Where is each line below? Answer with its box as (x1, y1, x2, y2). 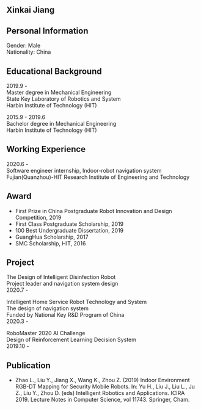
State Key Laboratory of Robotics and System (6, 95, 121, 103)
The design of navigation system (6, 305, 89, 312)
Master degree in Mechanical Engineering (6, 89, 112, 96)
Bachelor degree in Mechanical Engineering (6, 120, 117, 128)
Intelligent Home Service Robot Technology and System (6, 299, 147, 306)
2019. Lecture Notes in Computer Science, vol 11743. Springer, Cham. (15, 396, 190, 404)
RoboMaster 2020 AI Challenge (6, 330, 86, 337)
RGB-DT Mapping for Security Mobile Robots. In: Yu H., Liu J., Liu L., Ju (15, 383, 196, 390)
